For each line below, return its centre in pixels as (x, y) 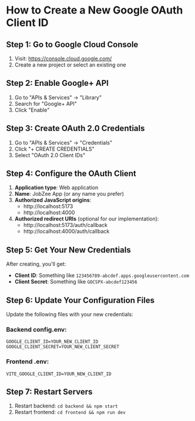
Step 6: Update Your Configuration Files (80, 300)
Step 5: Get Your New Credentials (68, 250)
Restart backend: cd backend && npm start (66, 406)
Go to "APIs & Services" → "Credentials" (63, 142)
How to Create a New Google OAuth (95, 10)
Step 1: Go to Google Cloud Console (72, 44)
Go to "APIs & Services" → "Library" (58, 97)
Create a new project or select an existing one (70, 65)
